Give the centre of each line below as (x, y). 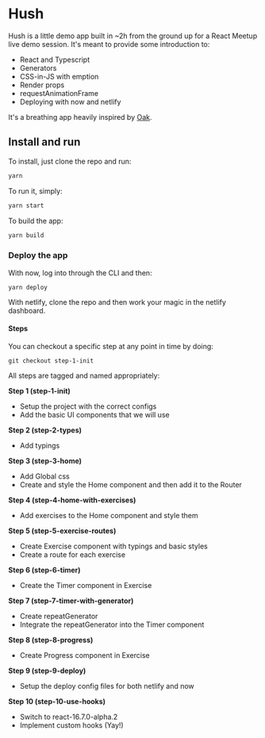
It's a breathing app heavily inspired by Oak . (80, 117)
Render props (42, 85)
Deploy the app (38, 256)
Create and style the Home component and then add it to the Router (131, 484)
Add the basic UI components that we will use (94, 414)
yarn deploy (28, 287)
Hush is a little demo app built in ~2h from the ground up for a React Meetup (133, 36)
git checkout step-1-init (51, 361)
